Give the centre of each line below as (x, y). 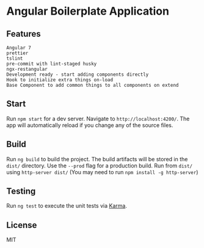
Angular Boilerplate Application (88, 11)
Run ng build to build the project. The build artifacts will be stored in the (97, 159)
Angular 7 (19, 48)
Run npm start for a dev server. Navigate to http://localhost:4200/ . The (98, 119)
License (22, 225)
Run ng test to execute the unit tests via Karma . (67, 206)
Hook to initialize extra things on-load (60, 80)
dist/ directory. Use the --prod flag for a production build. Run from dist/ (100, 166)
